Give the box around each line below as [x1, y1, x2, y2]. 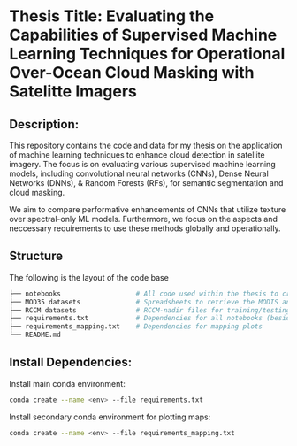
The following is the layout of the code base [9, 272, 170, 282]
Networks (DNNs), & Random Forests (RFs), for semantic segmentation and [9, 178, 284, 188]
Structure [9, 249, 64, 264]
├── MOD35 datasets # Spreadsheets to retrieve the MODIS [9, 297, 278, 306]
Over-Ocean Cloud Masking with [9, 63, 255, 83]
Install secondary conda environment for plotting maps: [9, 411, 211, 422]
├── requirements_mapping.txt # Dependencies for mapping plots [9, 322, 263, 331]
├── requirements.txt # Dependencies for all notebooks [9, 314, 263, 323]
